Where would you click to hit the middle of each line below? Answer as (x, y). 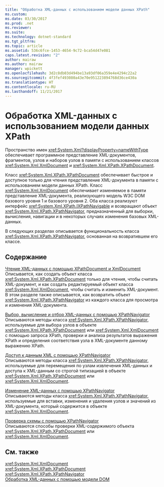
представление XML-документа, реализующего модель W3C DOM (75, 196)
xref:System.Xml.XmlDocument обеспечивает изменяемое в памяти (76, 191)
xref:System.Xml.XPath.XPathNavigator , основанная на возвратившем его (82, 236)
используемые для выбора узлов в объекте (51, 325)
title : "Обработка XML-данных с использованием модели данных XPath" (78, 10)
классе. (13, 242)
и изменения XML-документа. (36, 305)
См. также (22, 452)
